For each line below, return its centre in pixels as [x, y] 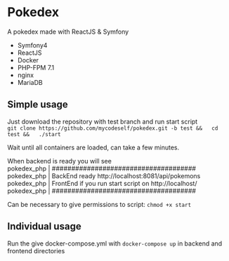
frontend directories [36, 250]
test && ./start [34, 134]
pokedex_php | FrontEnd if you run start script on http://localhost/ [102, 183]
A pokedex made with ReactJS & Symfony [68, 32]
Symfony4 [32, 45]
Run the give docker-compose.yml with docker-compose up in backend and [115, 243]
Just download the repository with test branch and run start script [103, 121]
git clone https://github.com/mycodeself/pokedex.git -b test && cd [113, 128]
